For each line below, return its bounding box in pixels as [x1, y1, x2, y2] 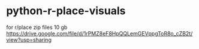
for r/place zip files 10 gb [6, 24, 68, 31]
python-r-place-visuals [6, 4, 126, 18]
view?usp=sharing [6, 36, 52, 43]
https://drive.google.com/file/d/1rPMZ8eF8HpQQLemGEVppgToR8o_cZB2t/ [6, 30, 193, 37]
